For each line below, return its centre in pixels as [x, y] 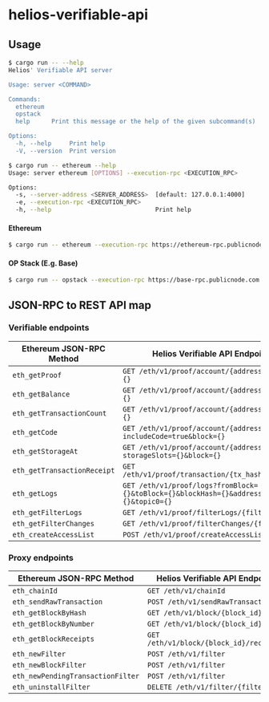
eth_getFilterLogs [47, 512]
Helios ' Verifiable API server [60, 70]
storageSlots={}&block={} [172, 455]
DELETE [159, 687]
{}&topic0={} [147, 501]
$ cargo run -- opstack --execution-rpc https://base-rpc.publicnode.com [134, 280]
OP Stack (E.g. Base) [43, 263]
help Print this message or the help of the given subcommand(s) [136, 122]
